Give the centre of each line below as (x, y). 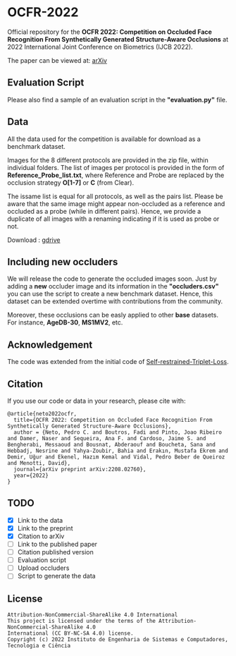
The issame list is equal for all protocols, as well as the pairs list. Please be (115, 196)
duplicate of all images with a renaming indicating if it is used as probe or (113, 219)
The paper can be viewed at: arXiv (57, 60)
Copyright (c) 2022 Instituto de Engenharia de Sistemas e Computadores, (118, 640)
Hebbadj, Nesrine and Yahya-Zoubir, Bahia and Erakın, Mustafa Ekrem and (118, 451)
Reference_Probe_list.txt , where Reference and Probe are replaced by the (116, 175)
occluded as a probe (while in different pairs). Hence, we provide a (104, 211)
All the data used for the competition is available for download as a (104, 139)
